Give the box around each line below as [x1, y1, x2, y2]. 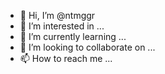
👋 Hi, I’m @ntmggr [19, 10, 96, 21]
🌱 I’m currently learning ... [19, 31, 127, 42]
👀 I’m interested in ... [19, 20, 105, 32]
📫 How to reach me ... [19, 53, 113, 64]
